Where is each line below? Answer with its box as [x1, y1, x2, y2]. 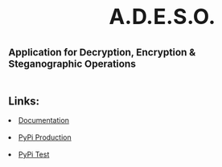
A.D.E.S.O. [109, 3, 216, 30]
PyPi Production [18, 132, 72, 142]
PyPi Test [18, 149, 50, 160]
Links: [8, 94, 40, 108]
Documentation [18, 116, 70, 125]
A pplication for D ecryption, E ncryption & [8, 46, 196, 59]
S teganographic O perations [8, 57, 137, 70]
